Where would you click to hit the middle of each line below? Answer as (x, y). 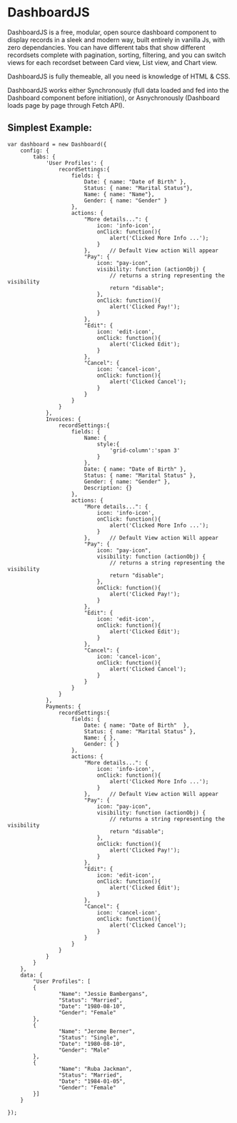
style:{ (108, 444)
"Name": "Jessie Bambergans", (103, 994)
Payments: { (63, 706)
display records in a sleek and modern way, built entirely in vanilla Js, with (116, 39)
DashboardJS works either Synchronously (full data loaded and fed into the (118, 90)
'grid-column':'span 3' (145, 450)
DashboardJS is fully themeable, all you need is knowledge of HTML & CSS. (119, 76)
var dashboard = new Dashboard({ (57, 144)
